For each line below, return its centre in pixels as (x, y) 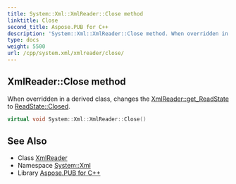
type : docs (23, 40)
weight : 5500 (26, 47)
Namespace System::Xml (54, 166)
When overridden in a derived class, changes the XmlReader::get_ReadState (118, 99)
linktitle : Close (33, 20)
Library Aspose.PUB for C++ (59, 173)
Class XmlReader (43, 158)
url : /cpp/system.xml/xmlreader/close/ (66, 54)
